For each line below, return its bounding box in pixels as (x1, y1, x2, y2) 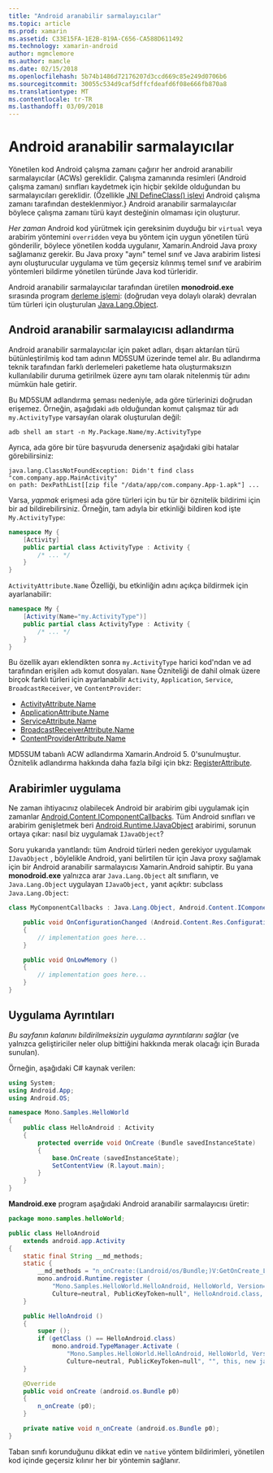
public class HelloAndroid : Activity (23, 1123, 154, 1132)
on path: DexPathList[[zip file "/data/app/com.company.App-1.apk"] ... (8, 480, 260, 489)
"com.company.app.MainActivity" (8, 473, 118, 482)
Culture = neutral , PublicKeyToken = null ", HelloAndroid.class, (51, 1289, 264, 1297)
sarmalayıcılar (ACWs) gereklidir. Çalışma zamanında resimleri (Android (8, 173, 246, 183)
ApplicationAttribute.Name (19, 708, 110, 718)
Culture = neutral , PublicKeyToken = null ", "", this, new (66, 1357, 256, 1366)
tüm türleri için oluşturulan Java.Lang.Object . (8, 300, 158, 310)
